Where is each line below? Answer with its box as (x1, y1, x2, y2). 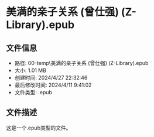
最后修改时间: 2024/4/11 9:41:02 (14, 81, 92, 88)
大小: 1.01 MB (14, 67, 47, 74)
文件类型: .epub (14, 89, 53, 95)
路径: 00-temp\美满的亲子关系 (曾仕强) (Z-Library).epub (14, 60, 149, 66)
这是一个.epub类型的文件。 (6, 124, 71, 131)
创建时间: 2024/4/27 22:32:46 (14, 74, 88, 81)
